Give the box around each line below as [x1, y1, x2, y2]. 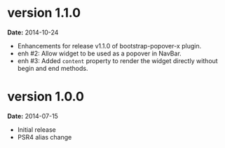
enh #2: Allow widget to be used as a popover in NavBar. [17, 49, 182, 58]
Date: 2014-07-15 [7, 112, 58, 120]
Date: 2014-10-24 [7, 28, 59, 36]
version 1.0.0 [7, 89, 84, 105]
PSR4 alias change [17, 133, 72, 141]
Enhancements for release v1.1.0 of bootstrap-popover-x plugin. [17, 41, 202, 50]
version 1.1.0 [7, 5, 81, 21]
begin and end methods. [17, 64, 88, 72]
